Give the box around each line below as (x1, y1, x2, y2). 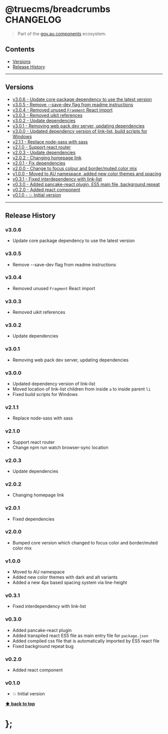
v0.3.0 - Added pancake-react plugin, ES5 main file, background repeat (12, 181, 160, 187)
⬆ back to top (5, 701, 35, 707)
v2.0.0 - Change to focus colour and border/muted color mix (12, 165, 137, 171)
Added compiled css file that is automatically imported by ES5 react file (12, 637, 160, 643)
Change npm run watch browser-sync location (12, 444, 108, 450)
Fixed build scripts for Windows (12, 391, 78, 397)
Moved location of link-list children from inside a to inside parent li (12, 386, 151, 392)
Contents (5, 45, 35, 53)
